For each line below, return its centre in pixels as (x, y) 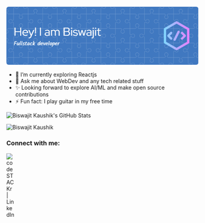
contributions (32, 95)
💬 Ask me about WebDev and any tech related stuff (80, 81)
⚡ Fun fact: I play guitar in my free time (64, 101)
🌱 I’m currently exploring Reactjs (56, 75)
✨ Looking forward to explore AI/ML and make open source (90, 88)
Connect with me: (33, 143)
